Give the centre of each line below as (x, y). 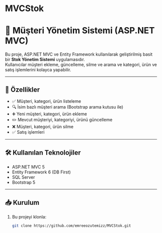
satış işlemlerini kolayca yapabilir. (38, 70)
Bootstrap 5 (24, 182)
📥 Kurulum (22, 203)
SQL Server (23, 177)
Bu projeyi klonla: (29, 217)
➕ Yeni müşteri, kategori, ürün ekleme (49, 114)
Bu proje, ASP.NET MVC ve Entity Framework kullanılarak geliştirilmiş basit (79, 54)
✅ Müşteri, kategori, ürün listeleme (46, 101)
